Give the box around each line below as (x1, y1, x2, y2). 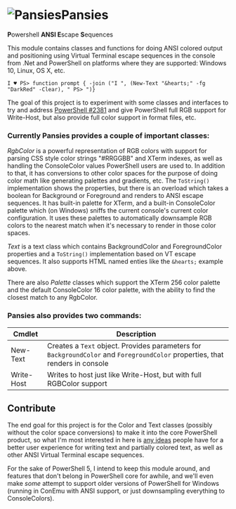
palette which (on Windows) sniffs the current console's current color (7, 206, 209, 215)
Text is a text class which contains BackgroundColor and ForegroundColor (7, 242, 223, 251)
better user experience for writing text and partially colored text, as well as (7, 443, 223, 452)
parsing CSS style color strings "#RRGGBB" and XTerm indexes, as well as (7, 154, 223, 163)
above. (7, 265, 27, 273)
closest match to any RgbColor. (7, 293, 98, 302)
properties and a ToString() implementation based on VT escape (7, 250, 197, 258)
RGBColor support (46, 378, 107, 388)
